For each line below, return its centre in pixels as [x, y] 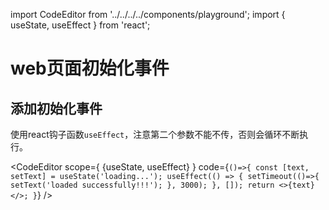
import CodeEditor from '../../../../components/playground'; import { [148, 14]
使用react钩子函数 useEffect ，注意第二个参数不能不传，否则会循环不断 [155, 134]
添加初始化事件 [56, 108]
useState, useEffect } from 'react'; [80, 25]
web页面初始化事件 [90, 68]
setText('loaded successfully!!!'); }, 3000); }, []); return [142, 185]
